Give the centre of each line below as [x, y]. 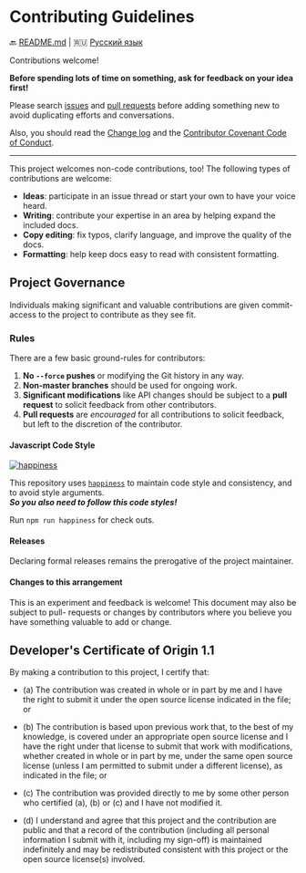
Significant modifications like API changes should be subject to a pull [155, 395]
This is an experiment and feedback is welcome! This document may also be [153, 602]
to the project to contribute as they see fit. [117, 314]
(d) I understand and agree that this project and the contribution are [149, 821]
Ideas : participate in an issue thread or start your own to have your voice [159, 196]
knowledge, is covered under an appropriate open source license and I [155, 737]
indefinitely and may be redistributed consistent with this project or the [155, 849]
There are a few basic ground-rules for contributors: [107, 359]
